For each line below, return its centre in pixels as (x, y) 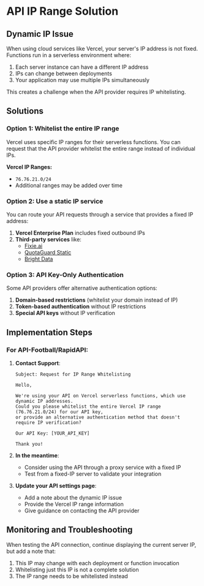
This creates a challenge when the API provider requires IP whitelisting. (96, 92)
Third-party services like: (48, 239)
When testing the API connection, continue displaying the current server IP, (101, 544)
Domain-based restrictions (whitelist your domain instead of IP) (96, 300)
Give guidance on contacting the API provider (82, 511)
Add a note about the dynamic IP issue (73, 497)
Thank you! (29, 444)
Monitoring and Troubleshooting (70, 530)
